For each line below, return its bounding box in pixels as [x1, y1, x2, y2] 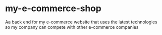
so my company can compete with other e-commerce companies [5, 24, 139, 30]
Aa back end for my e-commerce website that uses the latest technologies [5, 19, 158, 25]
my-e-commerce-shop [5, 3, 102, 14]
